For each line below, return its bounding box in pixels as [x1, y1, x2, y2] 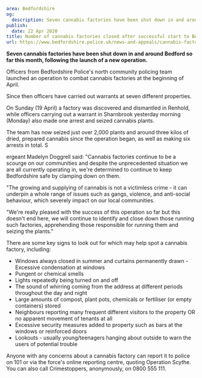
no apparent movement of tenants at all [14, 315, 113, 322]
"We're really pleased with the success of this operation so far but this [6, 208, 180, 216]
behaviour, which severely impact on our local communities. [6, 197, 155, 204]
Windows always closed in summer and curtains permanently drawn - [14, 258, 188, 265]
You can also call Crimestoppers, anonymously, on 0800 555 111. [6, 365, 167, 373]
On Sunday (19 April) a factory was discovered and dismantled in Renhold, [6, 104, 191, 111]
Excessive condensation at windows [14, 264, 105, 271]
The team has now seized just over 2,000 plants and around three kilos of [6, 129, 189, 136]
